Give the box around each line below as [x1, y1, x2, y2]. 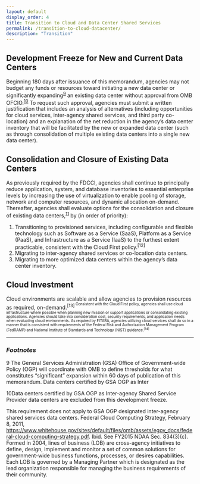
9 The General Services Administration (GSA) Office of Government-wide [6, 360, 186, 367]
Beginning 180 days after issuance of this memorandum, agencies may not [6, 78, 189, 85]
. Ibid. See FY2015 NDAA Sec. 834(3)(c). [88, 433, 189, 441]
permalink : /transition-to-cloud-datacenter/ [6, 25, 121, 32]
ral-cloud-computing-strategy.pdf [6, 433, 89, 441]
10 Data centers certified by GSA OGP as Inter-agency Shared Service [6, 390, 177, 397]
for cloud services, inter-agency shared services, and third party [6, 111, 165, 119]
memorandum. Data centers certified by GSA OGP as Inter [6, 379, 149, 386]
